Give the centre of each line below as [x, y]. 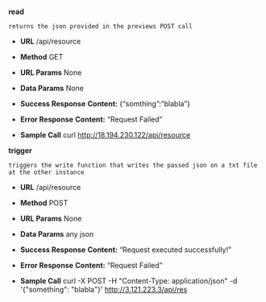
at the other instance [46, 172]
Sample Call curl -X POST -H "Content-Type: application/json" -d [129, 281]
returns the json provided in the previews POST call [101, 27]
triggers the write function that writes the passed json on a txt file [133, 165]
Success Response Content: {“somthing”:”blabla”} [105, 103]
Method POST [44, 203]
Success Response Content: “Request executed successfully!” [126, 250]
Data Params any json [57, 234]
